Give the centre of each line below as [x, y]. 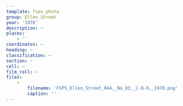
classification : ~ [29, 55]
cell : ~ [16, 66]
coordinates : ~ [25, 45]
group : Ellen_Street [32, 17]
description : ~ [25, 28]
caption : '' [42, 94]
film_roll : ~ [22, 72]
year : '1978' [22, 22]
